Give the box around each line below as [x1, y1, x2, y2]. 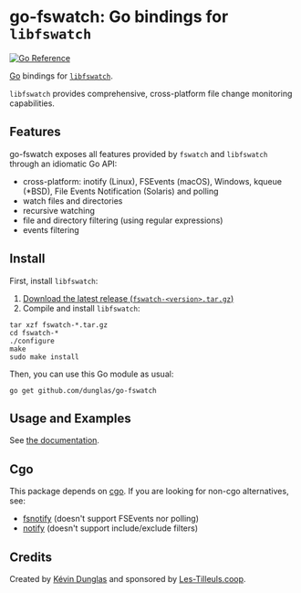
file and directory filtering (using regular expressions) [22, 215, 223, 226]
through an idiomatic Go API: [9, 158, 118, 169]
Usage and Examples [9, 410, 132, 426]
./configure [9, 336, 55, 345]
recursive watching [22, 205, 96, 216]
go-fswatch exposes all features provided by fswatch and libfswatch [9, 148, 268, 159]
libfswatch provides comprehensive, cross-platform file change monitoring [9, 88, 293, 99]
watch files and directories [22, 195, 123, 206]
